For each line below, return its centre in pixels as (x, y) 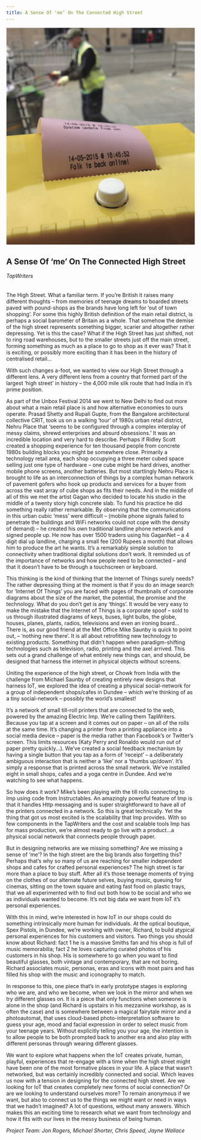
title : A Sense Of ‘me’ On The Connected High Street (75, 13)
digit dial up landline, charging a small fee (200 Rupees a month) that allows (100, 541)
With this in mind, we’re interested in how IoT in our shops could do (89, 917)
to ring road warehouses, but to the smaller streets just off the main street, (98, 340)
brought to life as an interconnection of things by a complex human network (100, 478)
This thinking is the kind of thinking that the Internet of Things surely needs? (100, 578)
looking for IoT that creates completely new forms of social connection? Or (98, 1087)
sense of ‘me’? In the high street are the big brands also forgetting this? (94, 854)
